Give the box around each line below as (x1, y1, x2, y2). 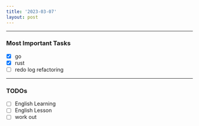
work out (14, 114, 37, 121)
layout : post (6, 14, 38, 20)
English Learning (14, 100, 56, 107)
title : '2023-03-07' (6, 8, 57, 15)
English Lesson (14, 107, 52, 114)
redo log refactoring (14, 66, 64, 73)
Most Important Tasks (6, 39, 71, 47)
